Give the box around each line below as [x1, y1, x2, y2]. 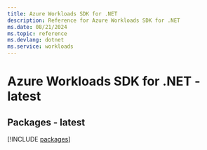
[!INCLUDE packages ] [7, 135, 71, 143]
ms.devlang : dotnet [7, 37, 65, 44]
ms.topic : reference [7, 30, 68, 37]
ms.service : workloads [7, 43, 74, 50]
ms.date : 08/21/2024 [7, 23, 68, 30]
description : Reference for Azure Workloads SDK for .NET [7, 17, 180, 24]
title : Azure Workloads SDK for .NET [7, 10, 118, 18]
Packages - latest [7, 116, 86, 128]
